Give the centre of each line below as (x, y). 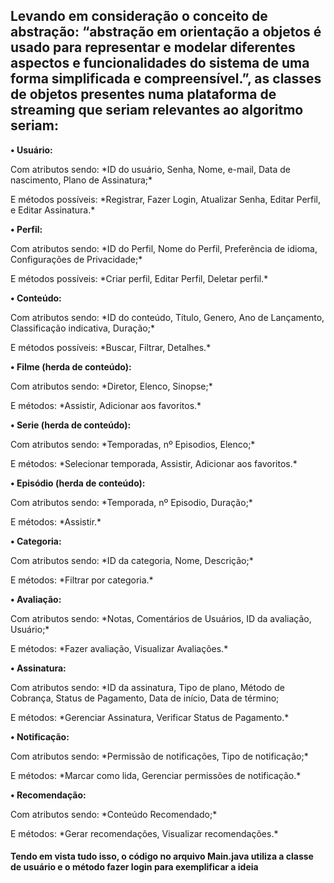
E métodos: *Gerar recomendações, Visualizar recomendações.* (144, 833)
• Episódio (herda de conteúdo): (78, 483)
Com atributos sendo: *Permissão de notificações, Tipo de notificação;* (159, 756)
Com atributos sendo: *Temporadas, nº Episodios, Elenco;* (133, 444)
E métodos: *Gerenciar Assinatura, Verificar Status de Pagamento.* (150, 717)
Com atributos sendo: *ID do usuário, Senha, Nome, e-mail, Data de (151, 169)
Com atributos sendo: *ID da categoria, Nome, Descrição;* (132, 560)
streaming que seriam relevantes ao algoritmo (157, 110)
